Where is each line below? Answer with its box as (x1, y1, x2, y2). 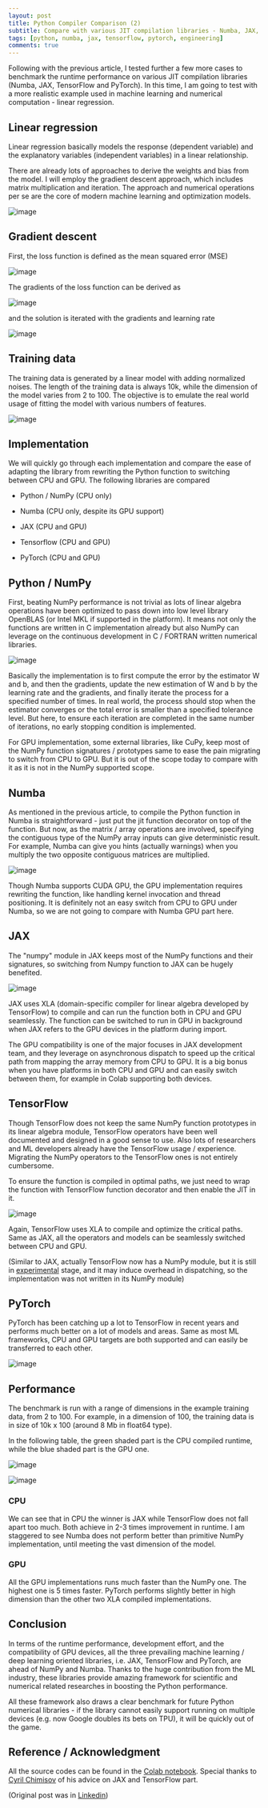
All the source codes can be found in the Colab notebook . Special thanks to (8, 1766, 258, 1776)
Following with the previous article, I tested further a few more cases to (8, 63, 243, 73)
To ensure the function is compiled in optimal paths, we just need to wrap (8, 1176, 250, 1186)
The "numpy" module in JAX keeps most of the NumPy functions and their (8, 950, 254, 960)
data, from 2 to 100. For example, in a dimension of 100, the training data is (8, 1412, 254, 1422)
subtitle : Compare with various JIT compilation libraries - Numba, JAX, (8, 26, 260, 34)
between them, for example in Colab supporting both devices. (8, 1074, 213, 1083)
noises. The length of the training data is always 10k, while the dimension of (8, 382, 258, 391)
